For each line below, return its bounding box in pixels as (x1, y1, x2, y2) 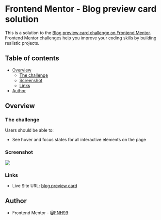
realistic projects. (5, 40, 40, 46)
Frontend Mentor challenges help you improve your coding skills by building (5, 35, 157, 41)
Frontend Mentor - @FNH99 (12, 210, 69, 216)
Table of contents (5, 54, 59, 63)
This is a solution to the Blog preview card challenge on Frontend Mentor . (5, 30, 151, 35)
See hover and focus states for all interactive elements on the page (12, 137, 146, 143)
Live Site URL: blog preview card (12, 183, 78, 189)
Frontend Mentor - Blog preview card (5, 3, 157, 15)
